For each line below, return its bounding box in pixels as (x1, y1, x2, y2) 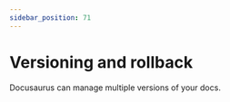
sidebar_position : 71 (9, 13, 92, 23)
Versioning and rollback (9, 51, 194, 72)
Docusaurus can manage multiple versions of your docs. (9, 82, 221, 93)
